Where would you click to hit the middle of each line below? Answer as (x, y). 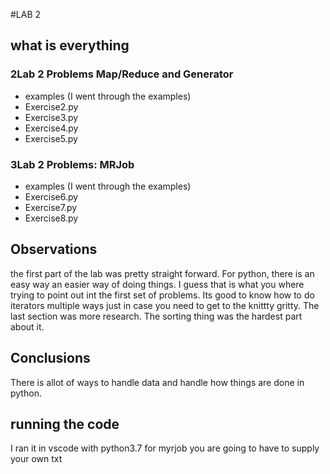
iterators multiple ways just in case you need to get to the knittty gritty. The (165, 305)
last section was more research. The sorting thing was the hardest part (156, 316)
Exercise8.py (51, 218)
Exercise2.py (51, 106)
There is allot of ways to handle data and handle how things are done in (157, 382)
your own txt (36, 459)
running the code (65, 424)
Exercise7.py (51, 207)
